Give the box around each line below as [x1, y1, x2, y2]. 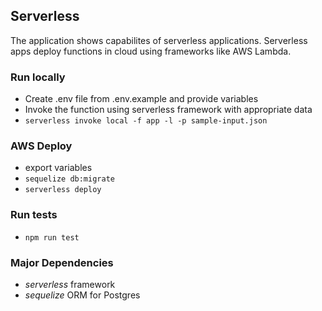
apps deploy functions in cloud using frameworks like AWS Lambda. [10, 45, 292, 57]
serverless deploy [24, 185, 102, 195]
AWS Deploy [10, 139, 73, 153]
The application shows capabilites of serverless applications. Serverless [10, 34, 308, 46]
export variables [24, 162, 93, 174]
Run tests [10, 208, 58, 222]
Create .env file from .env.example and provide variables [24, 93, 259, 105]
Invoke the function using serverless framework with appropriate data [24, 104, 313, 116]
